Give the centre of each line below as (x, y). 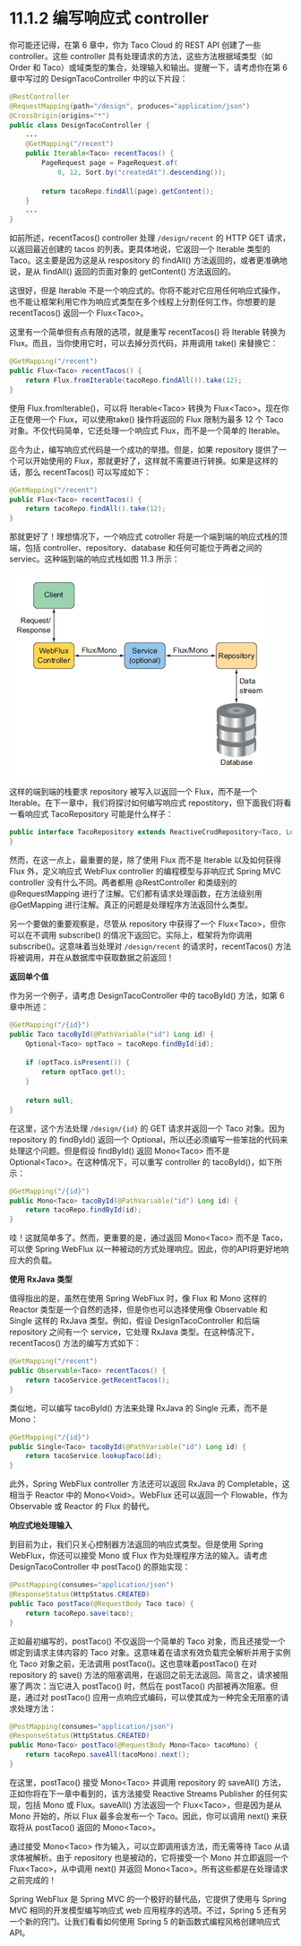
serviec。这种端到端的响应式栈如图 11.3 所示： (95, 559)
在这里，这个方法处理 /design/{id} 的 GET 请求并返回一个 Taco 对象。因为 (147, 1128)
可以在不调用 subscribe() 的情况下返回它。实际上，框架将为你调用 (131, 934)
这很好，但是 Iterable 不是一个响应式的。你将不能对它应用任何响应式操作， (147, 291)
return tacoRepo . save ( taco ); (80, 1613)
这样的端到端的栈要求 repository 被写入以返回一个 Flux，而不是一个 (133, 792)
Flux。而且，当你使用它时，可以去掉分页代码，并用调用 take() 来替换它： (144, 343)
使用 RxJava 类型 (41, 1280)
